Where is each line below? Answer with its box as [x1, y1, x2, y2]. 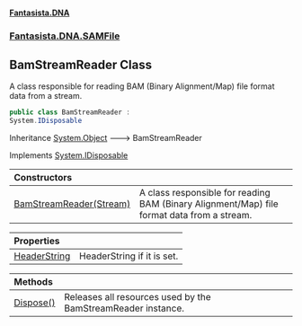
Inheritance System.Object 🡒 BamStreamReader [9, 133, 202, 144]
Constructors [13, 172, 73, 184]
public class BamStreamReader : [9, 108, 130, 117]
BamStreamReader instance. [64, 302, 185, 314]
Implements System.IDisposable [9, 150, 129, 161]
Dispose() [13, 296, 56, 309]
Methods [13, 276, 54, 288]
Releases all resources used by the [64, 291, 211, 304]
